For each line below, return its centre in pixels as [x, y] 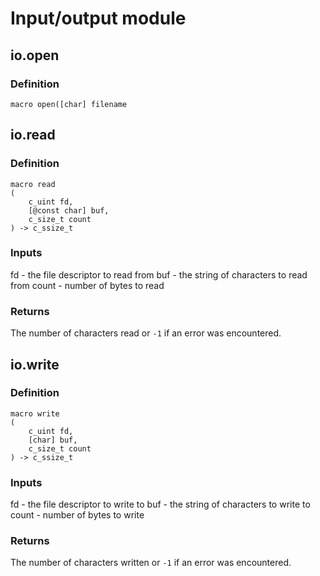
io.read [33, 135]
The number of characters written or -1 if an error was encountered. [151, 563]
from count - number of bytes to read [87, 285]
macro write [35, 413]
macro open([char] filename [69, 104]
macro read [33, 184]
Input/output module [98, 18]
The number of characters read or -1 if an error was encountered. [146, 333]
